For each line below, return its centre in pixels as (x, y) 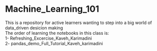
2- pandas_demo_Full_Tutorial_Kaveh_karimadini (54, 43)
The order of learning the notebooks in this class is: (57, 33)
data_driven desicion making (34, 27)
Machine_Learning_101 (52, 9)
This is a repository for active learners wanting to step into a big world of (78, 23)
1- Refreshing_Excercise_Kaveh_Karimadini (49, 38)
